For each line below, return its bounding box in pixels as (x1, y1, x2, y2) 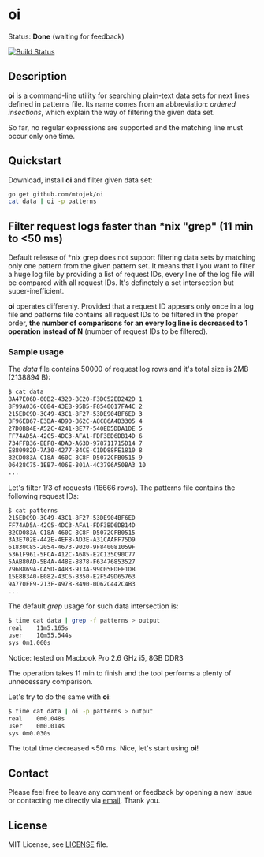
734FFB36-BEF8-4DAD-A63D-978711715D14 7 (8, 440, 143, 447)
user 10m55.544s (8, 631, 73, 640)
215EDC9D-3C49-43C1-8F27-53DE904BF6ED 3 (8, 410, 143, 418)
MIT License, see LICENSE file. (8, 840, 109, 849)
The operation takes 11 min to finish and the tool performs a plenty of (8, 668, 232, 678)
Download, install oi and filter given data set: (8, 175, 153, 185)
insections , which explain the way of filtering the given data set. (8, 107, 215, 117)
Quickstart (8, 154, 62, 167)
